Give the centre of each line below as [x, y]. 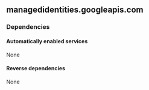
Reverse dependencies [36, 68]
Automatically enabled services [47, 41]
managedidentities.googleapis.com [75, 10]
